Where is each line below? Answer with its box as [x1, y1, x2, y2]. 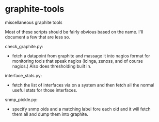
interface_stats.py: [5, 72, 42, 78]
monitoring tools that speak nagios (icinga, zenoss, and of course [12, 58, 143, 64]
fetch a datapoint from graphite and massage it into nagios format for [12, 52, 150, 59]
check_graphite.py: [5, 43, 44, 49]
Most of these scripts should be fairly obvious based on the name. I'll [5, 29, 143, 35]
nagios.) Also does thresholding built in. [12, 63, 92, 69]
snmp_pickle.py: [5, 96, 38, 103]
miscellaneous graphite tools [5, 19, 63, 25]
